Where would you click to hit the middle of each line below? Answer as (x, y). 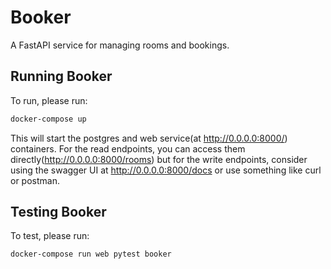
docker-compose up (48, 119)
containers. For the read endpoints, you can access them (128, 148)
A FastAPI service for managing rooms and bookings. (120, 45)
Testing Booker (58, 212)
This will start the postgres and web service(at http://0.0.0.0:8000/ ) (149, 138)
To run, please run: (49, 100)
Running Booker (61, 76)
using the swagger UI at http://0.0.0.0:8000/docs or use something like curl (166, 170)
